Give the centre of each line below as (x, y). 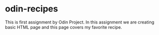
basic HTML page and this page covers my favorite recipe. (64, 27)
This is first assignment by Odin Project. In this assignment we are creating (80, 22)
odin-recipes (32, 9)
